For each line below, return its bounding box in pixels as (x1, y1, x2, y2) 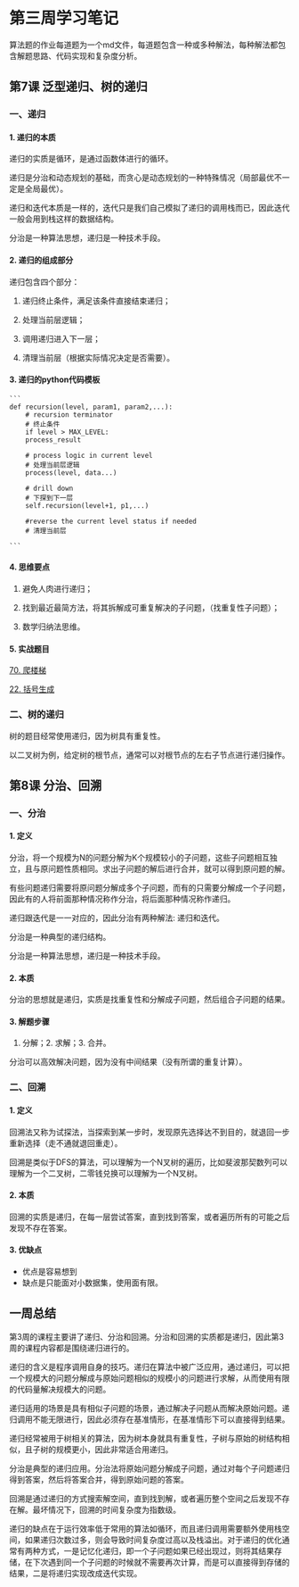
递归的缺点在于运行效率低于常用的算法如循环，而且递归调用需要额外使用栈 (9, 1523, 282, 1533)
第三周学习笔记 (9, 8, 119, 29)
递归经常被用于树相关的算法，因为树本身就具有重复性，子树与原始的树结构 (9, 1433, 282, 1443)
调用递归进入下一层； (21, 333, 101, 344)
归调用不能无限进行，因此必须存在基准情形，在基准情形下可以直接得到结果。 (9, 1414, 290, 1425)
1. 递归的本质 (9, 131, 56, 143)
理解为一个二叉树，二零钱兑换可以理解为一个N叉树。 (9, 1167, 203, 1178)
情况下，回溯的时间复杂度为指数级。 (47, 1504, 181, 1515)
